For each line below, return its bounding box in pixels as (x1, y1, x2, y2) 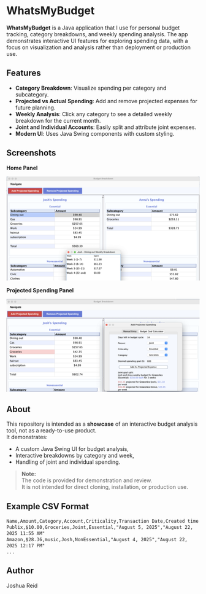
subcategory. (15, 90, 49, 98)
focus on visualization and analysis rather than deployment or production (6, 44, 191, 51)
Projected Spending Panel (6, 287, 74, 294)
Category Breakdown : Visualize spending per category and (15, 84, 167, 92)
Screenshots (6, 148, 56, 158)
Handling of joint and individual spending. (15, 458, 121, 466)
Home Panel (6, 164, 38, 171)
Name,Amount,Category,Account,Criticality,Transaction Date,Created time (6, 518, 199, 525)
